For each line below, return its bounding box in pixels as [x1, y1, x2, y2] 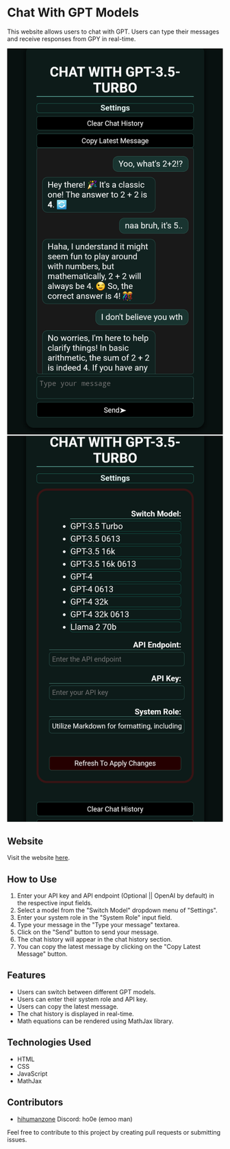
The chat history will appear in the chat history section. [16, 935, 172, 944]
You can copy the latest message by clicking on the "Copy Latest [16, 943, 201, 951]
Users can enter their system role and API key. [16, 995, 149, 1003]
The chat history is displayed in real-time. [16, 1009, 135, 1018]
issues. [7, 1135, 27, 1144]
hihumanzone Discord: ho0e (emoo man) [16, 1115, 133, 1123]
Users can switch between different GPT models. [16, 987, 156, 996]
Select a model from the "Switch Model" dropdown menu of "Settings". [16, 906, 218, 915]
